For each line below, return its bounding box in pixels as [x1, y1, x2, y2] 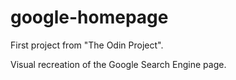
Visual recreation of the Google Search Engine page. [10, 58, 227, 70]
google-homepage [10, 6, 169, 29]
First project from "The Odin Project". [10, 39, 164, 51]
